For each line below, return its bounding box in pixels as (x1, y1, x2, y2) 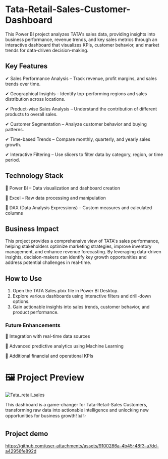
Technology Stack (5, 171, 64, 180)
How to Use (5, 274, 42, 283)
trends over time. (5, 81, 41, 87)
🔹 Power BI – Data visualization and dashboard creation (5, 185, 120, 191)
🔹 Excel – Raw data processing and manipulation (5, 195, 106, 201)
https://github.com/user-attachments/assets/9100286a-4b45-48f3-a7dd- (5, 443, 159, 449)
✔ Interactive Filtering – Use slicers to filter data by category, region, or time (5, 151, 163, 158)
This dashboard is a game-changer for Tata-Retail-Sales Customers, (5, 402, 148, 408)
